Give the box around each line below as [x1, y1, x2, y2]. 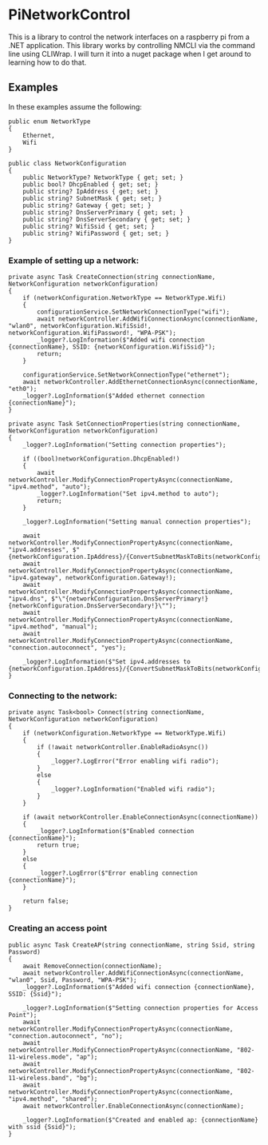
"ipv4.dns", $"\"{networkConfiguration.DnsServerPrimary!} [8, 595, 209, 603]
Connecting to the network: [8, 690, 118, 701]
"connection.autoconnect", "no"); [8, 1031, 124, 1040]
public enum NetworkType [8, 118, 91, 126]
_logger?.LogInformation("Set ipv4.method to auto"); [37, 490, 219, 498]
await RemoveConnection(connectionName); [22, 962, 162, 970]
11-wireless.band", [8, 1074, 73, 1082]
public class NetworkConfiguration [8, 159, 127, 167]
